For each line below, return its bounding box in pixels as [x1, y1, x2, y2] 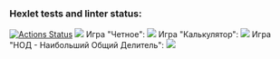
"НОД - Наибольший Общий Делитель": [9, 40, 165, 51]
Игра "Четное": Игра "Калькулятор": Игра [85, 29, 272, 40]
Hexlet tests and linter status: [9, 7, 142, 20]
